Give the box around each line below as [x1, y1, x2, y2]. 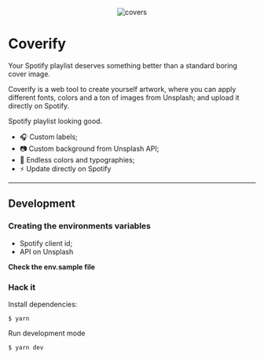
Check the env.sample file [8, 262, 96, 271]
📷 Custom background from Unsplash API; [19, 144, 159, 153]
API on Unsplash [19, 247, 74, 256]
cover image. [8, 69, 51, 79]
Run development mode [8, 328, 86, 338]
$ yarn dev [8, 343, 44, 351]
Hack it [8, 281, 36, 292]
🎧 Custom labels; [19, 132, 79, 141]
